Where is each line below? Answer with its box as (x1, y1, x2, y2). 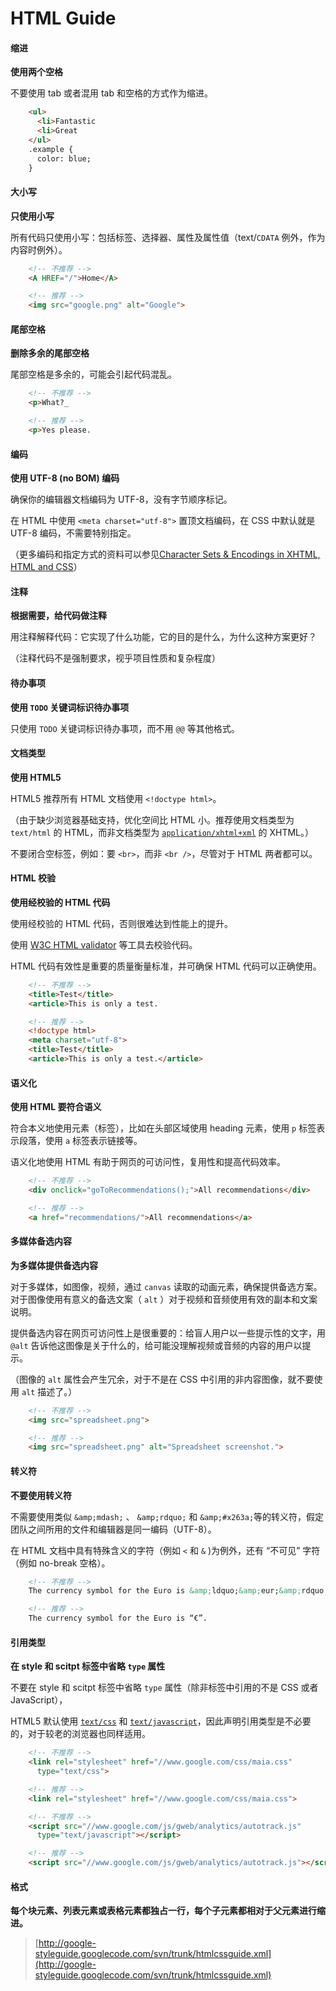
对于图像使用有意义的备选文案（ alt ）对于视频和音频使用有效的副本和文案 (10, 1293, 318, 1305)
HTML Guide (10, 7, 117, 30)
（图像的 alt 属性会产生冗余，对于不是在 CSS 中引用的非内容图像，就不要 (10, 1373, 315, 1385)
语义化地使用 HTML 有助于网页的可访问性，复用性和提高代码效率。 (10, 1156, 286, 1168)
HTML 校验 (10, 872, 57, 884)
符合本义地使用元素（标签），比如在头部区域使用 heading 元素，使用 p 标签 (10, 1122, 317, 1134)
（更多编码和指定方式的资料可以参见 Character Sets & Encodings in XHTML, (10, 548, 321, 561)
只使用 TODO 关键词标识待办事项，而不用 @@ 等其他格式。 (10, 722, 240, 734)
